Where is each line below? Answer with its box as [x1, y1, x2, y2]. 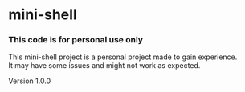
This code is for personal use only [8, 34, 143, 46]
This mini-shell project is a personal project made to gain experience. [8, 52, 238, 62]
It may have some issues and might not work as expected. [8, 61, 201, 70]
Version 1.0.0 [8, 76, 51, 86]
